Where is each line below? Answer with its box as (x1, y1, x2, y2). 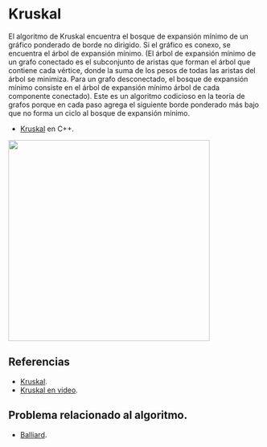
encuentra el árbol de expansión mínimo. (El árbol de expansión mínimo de (8, 48, 256, 58)
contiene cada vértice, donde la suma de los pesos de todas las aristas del (8, 65, 256, 75)
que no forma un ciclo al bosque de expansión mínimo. (8, 108, 191, 117)
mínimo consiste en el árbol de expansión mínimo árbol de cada (8, 82, 220, 92)
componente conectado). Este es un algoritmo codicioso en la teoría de (8, 91, 245, 100)
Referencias (8, 355, 71, 369)
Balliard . (19, 429, 47, 439)
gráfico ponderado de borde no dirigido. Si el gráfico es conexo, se (8, 39, 231, 49)
